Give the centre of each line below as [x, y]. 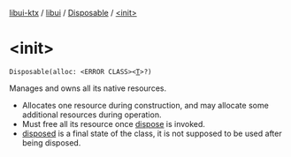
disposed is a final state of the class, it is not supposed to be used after [152, 133]
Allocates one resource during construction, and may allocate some [145, 105]
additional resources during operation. [92, 115]
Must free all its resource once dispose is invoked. [114, 123]
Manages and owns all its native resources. [88, 88]
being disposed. [51, 142]
